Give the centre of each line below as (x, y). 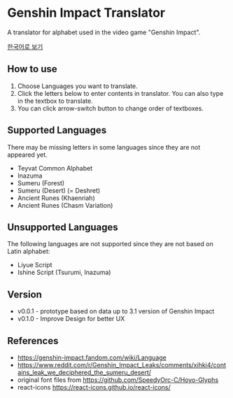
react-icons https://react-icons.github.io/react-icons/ (94, 387)
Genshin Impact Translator (86, 13)
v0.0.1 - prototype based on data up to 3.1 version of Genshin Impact (116, 311)
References (33, 341)
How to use (32, 69)
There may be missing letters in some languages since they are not (104, 147)
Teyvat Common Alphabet (55, 168)
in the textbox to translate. (55, 101)
